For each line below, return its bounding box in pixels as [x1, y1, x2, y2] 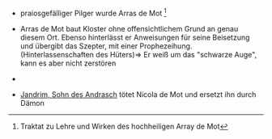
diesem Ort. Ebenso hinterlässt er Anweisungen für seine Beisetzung [19, 32, 250, 42]
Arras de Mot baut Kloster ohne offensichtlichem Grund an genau [19, 23, 239, 33]
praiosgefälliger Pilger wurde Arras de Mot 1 [19, 7, 168, 18]
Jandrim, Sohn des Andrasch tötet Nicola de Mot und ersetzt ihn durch [19, 89, 257, 99]
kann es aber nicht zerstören [19, 58, 117, 68]
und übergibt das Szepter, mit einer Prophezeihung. [19, 40, 193, 51]
